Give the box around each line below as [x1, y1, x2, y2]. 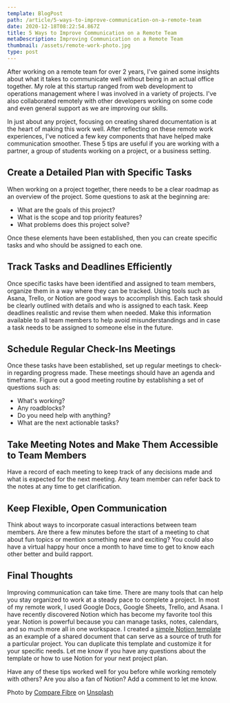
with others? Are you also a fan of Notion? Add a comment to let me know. [7, 675, 218, 683]
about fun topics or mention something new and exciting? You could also [7, 535, 213, 543]
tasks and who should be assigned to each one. [7, 241, 143, 249]
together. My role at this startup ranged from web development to [7, 82, 194, 90]
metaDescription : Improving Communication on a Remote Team [7, 36, 184, 43]
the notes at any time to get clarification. [7, 482, 122, 491]
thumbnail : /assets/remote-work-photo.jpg [7, 42, 131, 49]
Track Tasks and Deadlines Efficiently [7, 261, 173, 273]
